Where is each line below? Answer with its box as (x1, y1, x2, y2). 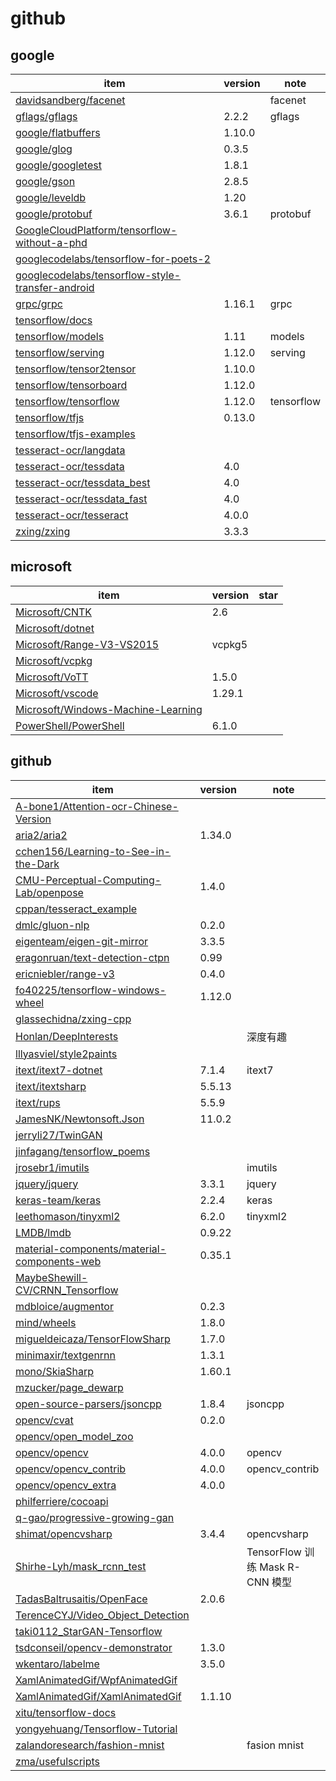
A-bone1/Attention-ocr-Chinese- (15, 799, 179, 813)
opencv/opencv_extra (15, 1478, 117, 1492)
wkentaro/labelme (15, 1657, 100, 1671)
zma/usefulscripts (15, 1754, 101, 1768)
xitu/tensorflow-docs (15, 1705, 117, 1719)
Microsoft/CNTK (15, 605, 93, 619)
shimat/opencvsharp (15, 1527, 113, 1541)
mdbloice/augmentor (15, 1299, 114, 1313)
